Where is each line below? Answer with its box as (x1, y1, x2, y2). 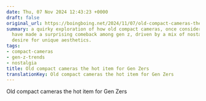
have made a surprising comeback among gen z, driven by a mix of (12, 32, 185, 38)
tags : (6, 43, 20, 49)
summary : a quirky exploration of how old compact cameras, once (6, 26, 177, 32)
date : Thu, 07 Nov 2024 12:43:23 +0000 (6, 9, 109, 15)
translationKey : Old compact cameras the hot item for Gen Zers (6, 71, 174, 77)
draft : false (6, 15, 40, 21)
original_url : (6, 20, 43, 26)
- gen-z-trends (6, 54, 45, 60)
